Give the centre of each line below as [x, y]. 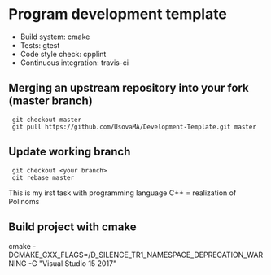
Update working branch [70, 152]
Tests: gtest [40, 45]
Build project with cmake [72, 227]
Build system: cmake [55, 37]
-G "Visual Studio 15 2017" [72, 264]
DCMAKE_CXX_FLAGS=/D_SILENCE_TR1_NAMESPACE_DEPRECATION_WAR [136, 255]
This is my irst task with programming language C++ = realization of [122, 193]
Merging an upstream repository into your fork [129, 88]
